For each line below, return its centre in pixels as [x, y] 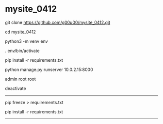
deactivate [16, 88]
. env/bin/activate [22, 51]
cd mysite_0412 [21, 32]
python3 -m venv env [26, 41]
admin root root [21, 79]
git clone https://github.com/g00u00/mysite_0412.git [58, 22]
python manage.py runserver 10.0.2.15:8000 [49, 70]
